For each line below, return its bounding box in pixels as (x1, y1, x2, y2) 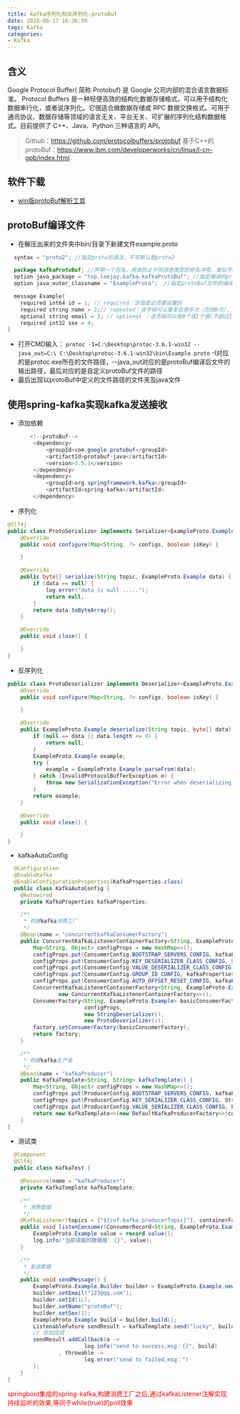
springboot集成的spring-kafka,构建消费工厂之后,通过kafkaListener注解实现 (7, 1390, 227, 1398)
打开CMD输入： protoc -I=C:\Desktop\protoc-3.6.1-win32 (17, 340, 191, 349)
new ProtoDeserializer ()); (84, 1017, 164, 1025)
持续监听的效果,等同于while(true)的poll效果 (7, 1398, 134, 1408)
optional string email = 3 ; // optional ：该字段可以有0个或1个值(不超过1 (20, 312, 233, 320)
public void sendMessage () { (20, 1276, 107, 1283)
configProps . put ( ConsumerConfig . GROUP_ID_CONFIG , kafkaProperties (33, 971, 235, 978)
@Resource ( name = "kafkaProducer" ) (20, 1177, 126, 1185)
